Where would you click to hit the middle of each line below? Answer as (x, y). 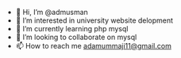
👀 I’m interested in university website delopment (94, 20)
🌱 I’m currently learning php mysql (72, 29)
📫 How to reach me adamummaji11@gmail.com (94, 46)
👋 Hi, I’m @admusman (52, 12)
